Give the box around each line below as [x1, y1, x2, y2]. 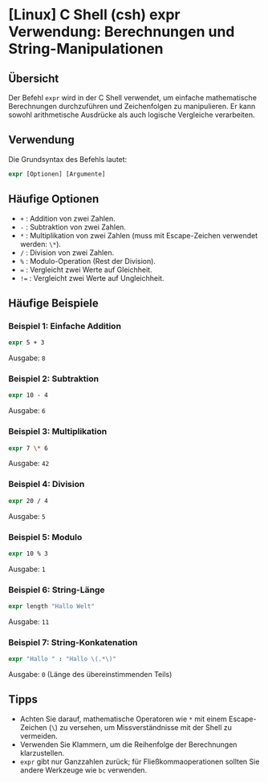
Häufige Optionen [8, 193, 99, 206]
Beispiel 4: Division [8, 479, 85, 490]
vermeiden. [19, 731, 58, 740]
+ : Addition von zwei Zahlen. [19, 213, 116, 223]
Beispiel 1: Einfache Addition [8, 320, 122, 331]
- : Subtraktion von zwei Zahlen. [19, 222, 127, 232]
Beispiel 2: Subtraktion [8, 373, 99, 384]
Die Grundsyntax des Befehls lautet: [8, 154, 128, 164]
